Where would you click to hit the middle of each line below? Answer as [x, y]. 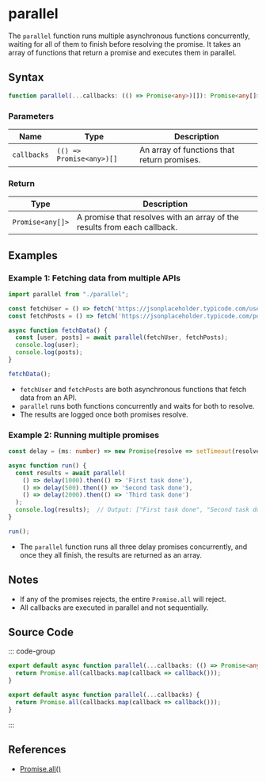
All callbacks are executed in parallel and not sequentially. [114, 608]
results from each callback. [127, 227]
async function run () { [47, 465]
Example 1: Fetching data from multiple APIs [94, 278]
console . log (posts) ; [49, 352]
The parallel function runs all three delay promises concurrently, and [133, 547]
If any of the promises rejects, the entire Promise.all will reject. [123, 599]
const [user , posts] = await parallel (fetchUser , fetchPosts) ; [122, 337]
